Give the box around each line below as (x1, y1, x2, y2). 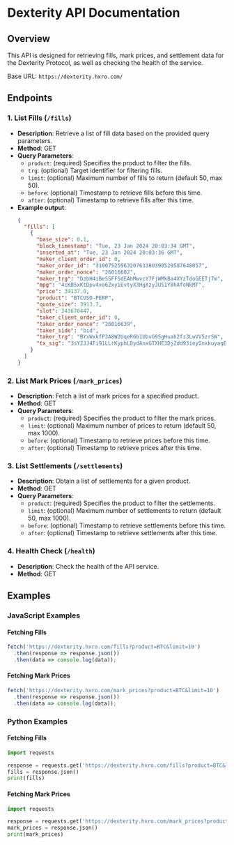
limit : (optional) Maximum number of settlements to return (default (27, 507, 221, 515)
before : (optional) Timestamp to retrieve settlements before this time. (27, 521, 226, 530)
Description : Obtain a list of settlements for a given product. (17, 477, 191, 486)
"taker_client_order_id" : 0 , (36, 314, 121, 321)
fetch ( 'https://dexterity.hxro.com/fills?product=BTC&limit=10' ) (7, 643, 201, 650)
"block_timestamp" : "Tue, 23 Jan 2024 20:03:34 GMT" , (36, 243, 196, 250)
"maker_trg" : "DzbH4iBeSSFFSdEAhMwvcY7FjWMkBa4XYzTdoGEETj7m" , (36, 275, 224, 282)
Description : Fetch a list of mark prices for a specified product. (17, 392, 199, 401)
